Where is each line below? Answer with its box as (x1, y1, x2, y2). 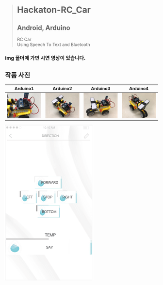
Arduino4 (129, 86, 149, 92)
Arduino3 (91, 86, 111, 92)
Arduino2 (52, 86, 72, 92)
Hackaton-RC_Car (16, 4, 91, 16)
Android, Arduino (16, 24, 70, 32)
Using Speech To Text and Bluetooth (16, 42, 91, 47)
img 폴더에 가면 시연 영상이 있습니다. (5, 54, 86, 61)
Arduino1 (14, 86, 34, 92)
